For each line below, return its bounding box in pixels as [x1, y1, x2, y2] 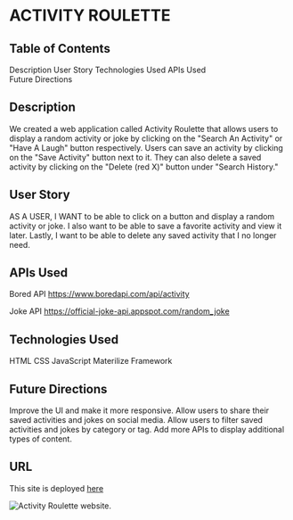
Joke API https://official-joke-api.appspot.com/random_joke [9, 306, 230, 317]
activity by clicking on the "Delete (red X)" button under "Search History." [9, 161, 279, 172]
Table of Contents [9, 41, 111, 56]
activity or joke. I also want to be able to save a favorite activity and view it [9, 220, 282, 231]
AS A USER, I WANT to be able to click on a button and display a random [9, 210, 275, 221]
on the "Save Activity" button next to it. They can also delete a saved [9, 152, 262, 162]
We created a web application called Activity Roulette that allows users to [9, 123, 279, 134]
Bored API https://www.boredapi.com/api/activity [9, 289, 190, 300]
